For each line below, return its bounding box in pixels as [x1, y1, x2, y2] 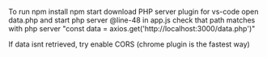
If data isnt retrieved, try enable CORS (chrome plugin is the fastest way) [8, 39, 251, 49]
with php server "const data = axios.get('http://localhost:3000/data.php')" [8, 24, 256, 33]
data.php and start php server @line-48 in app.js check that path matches [8, 15, 256, 25]
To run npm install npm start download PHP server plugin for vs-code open [8, 7, 259, 16]
